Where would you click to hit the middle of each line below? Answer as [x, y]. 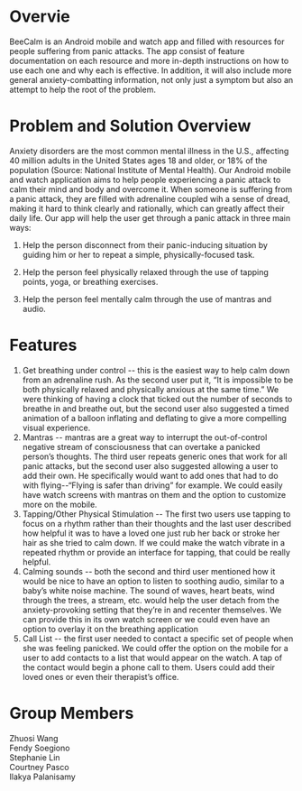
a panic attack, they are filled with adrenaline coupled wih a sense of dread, [150, 198]
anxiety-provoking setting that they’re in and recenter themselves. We [152, 610]
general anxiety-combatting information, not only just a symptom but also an [151, 79]
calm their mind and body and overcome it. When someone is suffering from [151, 189]
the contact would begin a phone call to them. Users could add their [149, 667]
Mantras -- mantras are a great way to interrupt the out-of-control [145, 437]
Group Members [72, 713]
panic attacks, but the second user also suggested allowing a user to [150, 465]
